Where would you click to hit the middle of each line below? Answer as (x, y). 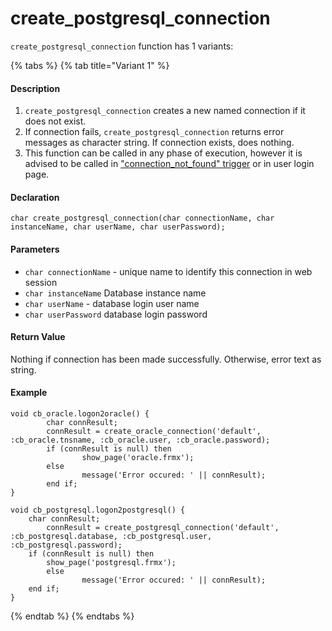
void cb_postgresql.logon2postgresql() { (98, 510)
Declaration (35, 197)
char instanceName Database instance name (115, 293)
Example (29, 393)
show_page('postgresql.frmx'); (111, 562)
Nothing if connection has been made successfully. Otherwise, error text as (166, 359)
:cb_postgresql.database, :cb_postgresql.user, (111, 536)
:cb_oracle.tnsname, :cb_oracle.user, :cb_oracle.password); (140, 440)
